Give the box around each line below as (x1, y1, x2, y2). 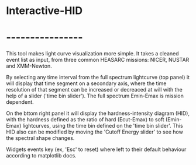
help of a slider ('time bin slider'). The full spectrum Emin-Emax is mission (6, 92, 184, 100)
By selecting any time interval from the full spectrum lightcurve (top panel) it (6, 74, 190, 81)
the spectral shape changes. (6, 135, 75, 142)
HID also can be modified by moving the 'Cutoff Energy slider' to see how (6, 128, 183, 135)
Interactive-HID (6, 4, 83, 17)
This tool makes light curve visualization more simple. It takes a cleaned (6, 50, 180, 57)
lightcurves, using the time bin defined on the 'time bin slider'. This (22, 122, 183, 129)
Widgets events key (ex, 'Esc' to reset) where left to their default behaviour (6, 146, 187, 153)
